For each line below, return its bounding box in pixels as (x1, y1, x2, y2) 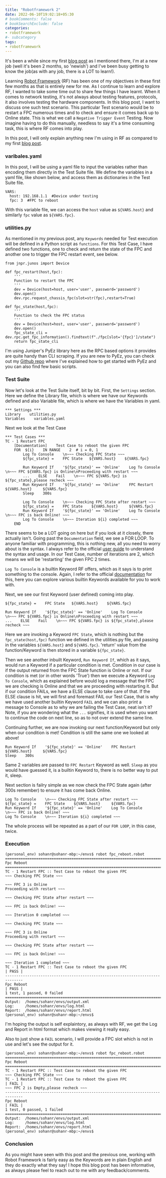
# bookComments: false (5, 16, 52, 21)
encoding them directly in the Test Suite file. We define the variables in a (5, 169, 153, 175)
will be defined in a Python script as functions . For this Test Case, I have (5, 241, 153, 247)
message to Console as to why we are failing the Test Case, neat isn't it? (5, 704, 153, 710)
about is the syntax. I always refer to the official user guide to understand (5, 546, 154, 552)
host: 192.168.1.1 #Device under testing (9, 193, 98, 198)
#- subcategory (5, 35, 37, 40)
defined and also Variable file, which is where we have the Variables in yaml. (5, 398, 161, 404)
